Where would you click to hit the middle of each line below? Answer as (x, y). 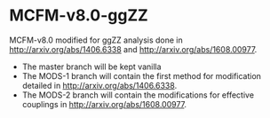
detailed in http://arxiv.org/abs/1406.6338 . (99, 85)
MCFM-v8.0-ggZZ (79, 16)
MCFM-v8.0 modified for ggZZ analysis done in (96, 40)
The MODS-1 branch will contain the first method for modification (142, 75)
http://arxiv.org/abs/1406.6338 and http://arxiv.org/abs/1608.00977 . (133, 49)
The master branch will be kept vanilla (91, 67)
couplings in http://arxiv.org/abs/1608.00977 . (104, 104)
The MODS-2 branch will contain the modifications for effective (138, 95)
